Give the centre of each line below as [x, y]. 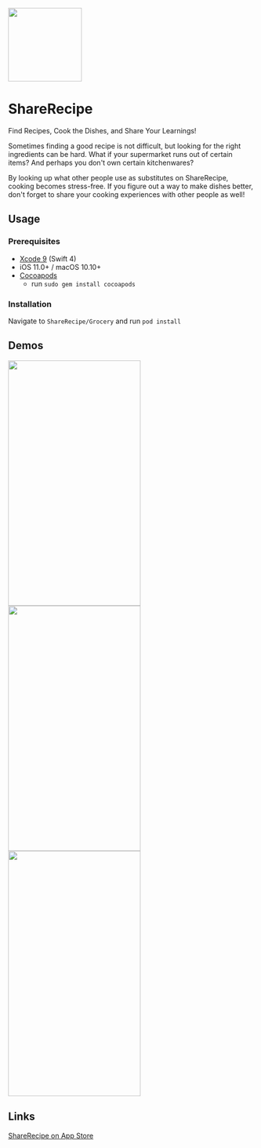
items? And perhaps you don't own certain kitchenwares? [101, 162]
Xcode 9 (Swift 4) [48, 258]
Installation [30, 304]
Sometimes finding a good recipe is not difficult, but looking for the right [125, 146]
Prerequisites [34, 242]
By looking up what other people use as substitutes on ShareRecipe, [118, 177]
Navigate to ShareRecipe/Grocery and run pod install [95, 321]
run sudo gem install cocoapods [83, 283]
